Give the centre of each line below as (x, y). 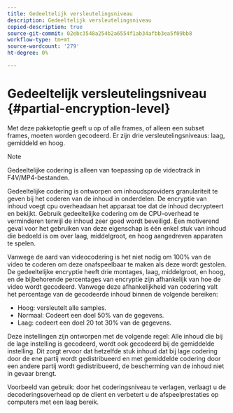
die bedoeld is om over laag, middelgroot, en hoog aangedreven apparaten (115, 236)
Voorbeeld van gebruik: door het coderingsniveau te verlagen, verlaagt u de (116, 387)
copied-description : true (45, 27)
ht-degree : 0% (28, 53)
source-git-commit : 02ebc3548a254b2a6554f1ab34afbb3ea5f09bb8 (100, 33)
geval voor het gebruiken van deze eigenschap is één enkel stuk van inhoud (117, 228)
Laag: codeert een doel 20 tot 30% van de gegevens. (94, 323)
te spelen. (22, 243)
